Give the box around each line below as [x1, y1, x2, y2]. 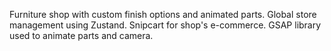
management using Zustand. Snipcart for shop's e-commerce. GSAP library [9, 19, 322, 31]
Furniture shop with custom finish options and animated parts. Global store [9, 9, 317, 20]
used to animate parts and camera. [9, 30, 154, 41]
